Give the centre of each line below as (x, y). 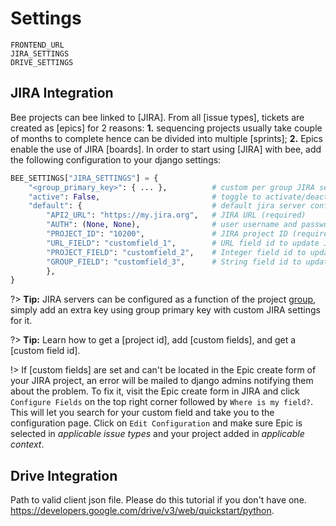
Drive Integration (64, 475)
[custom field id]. (45, 351)
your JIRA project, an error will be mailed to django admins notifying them (162, 381)
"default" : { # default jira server (167, 206)
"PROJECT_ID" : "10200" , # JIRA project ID (167, 234)
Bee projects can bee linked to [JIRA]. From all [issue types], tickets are (157, 117)
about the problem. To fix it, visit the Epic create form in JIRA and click (155, 391)
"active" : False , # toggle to (145, 197)
